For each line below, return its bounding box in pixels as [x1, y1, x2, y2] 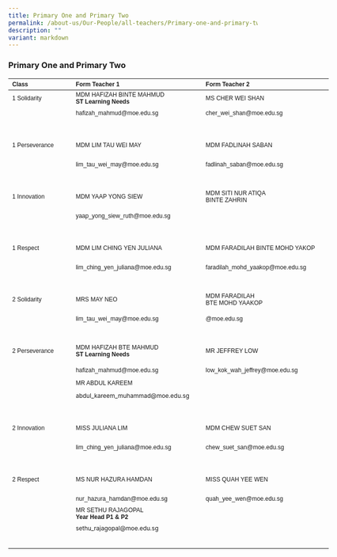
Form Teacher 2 [205, 80, 250, 88]
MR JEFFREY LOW [205, 347, 259, 354]
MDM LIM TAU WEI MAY [75, 141, 142, 149]
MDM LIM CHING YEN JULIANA [75, 244, 162, 252]
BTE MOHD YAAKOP [205, 298, 263, 307]
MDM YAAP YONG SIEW [75, 192, 143, 200]
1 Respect [12, 244, 40, 252]
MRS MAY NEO [75, 295, 118, 303]
